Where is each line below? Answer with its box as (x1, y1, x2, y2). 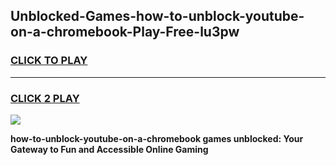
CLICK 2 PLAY (10, 91, 80, 105)
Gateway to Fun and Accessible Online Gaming (10, 143, 209, 155)
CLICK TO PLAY (10, 54, 88, 68)
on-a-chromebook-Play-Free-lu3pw (10, 24, 240, 41)
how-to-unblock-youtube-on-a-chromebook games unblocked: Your (10, 132, 304, 144)
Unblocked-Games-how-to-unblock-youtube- (10, 8, 305, 25)
